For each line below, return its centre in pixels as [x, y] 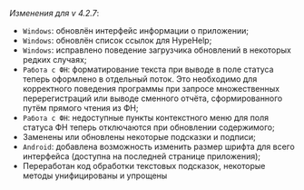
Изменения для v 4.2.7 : [54, 13]
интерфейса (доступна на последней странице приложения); [142, 156]
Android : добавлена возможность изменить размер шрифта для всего [158, 146]
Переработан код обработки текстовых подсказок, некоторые [144, 166]
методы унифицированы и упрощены [95, 175]
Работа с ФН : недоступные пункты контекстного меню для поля [146, 118]
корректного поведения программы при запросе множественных [151, 89]
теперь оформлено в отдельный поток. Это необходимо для [140, 79]
